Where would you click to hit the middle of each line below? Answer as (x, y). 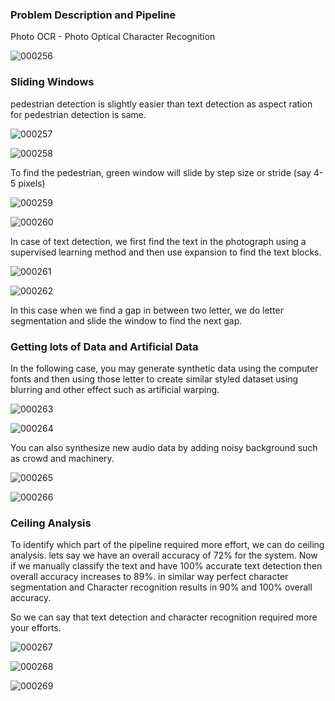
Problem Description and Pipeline (93, 15)
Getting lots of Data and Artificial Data (104, 346)
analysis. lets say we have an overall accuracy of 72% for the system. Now (164, 555)
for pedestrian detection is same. (78, 114)
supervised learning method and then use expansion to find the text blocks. (166, 252)
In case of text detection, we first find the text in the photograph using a (158, 241)
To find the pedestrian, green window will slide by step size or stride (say (161, 172)
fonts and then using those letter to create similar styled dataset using (154, 379)
